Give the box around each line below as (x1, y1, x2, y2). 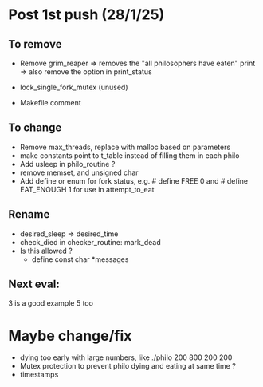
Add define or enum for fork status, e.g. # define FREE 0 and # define (19, 176, 249, 185)
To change (8, 121, 62, 135)
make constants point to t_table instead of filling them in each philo (19, 150, 240, 160)
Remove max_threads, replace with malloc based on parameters (19, 142, 231, 152)
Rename (8, 207, 50, 221)
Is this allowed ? (19, 246, 73, 255)
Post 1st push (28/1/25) (8, 6, 165, 24)
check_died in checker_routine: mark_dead (19, 237, 161, 247)
